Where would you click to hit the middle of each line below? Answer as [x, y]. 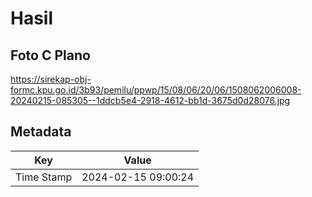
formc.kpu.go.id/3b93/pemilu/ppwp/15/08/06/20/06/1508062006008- [156, 90]
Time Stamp [44, 177]
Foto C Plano [50, 55]
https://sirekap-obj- [51, 79]
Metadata [41, 132]
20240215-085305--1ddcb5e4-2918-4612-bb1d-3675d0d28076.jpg [150, 100]
